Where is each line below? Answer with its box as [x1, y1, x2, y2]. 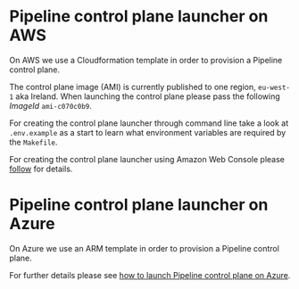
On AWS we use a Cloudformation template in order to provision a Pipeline [9, 54, 283, 65]
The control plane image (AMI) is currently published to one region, [9, 81, 256, 92]
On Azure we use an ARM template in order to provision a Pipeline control [9, 243, 279, 253]
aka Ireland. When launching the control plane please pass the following [15, 91, 280, 102]
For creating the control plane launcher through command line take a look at [9, 118, 288, 128]
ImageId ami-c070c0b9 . [9, 100, 92, 111]
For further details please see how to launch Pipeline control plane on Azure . [9, 269, 291, 280]
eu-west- [257, 83, 291, 92]
